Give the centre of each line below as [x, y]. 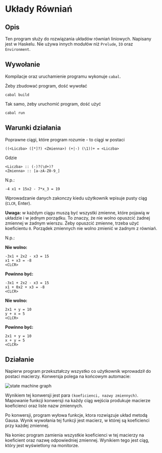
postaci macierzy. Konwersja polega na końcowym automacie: [68, 376]
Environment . [18, 49]
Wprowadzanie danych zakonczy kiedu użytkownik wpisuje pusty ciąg [76, 198]
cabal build [17, 95]
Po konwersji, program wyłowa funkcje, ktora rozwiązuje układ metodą [76, 415]
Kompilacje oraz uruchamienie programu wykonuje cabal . [63, 76]
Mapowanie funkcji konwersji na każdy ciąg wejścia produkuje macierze [78, 401]
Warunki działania [33, 128]
